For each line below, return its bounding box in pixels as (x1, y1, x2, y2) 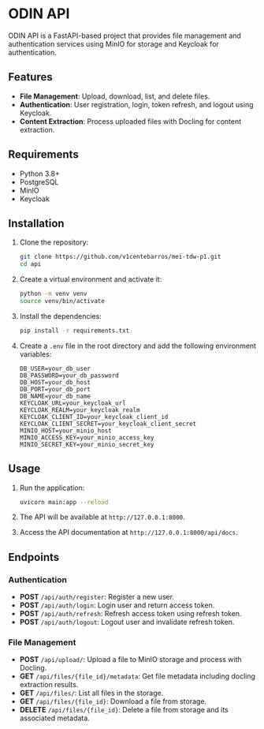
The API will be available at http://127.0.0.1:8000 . (19, 512, 185, 522)
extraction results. (19, 680, 79, 690)
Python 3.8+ (19, 169, 61, 178)
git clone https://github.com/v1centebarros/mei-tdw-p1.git (19, 253, 221, 261)
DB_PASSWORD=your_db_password (19, 372, 120, 379)
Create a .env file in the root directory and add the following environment (19, 341, 257, 350)
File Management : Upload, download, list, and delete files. (19, 92, 210, 101)
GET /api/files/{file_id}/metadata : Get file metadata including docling (19, 671, 256, 681)
